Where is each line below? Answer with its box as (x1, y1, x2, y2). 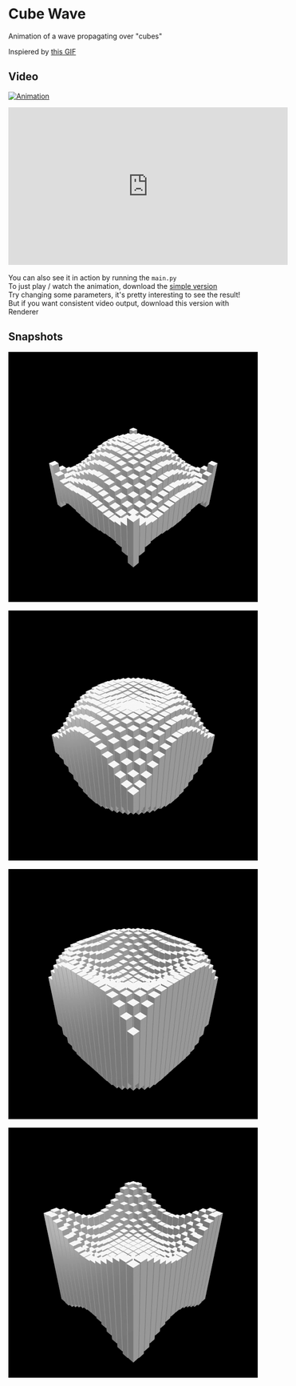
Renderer (8, 306, 39, 316)
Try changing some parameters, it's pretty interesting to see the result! (8, 290, 241, 299)
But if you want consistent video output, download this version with (8, 298, 230, 308)
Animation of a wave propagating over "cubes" (8, 31, 163, 41)
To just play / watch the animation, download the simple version (8, 281, 218, 290)
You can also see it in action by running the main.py (8, 273, 177, 282)
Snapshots (8, 330, 64, 344)
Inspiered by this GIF (8, 46, 77, 56)
